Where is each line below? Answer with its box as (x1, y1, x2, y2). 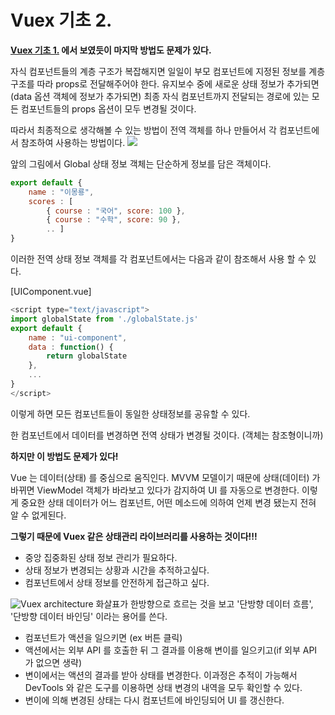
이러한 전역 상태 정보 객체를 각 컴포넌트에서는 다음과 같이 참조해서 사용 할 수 (10, 253, 307, 265)
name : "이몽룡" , (28, 187, 95, 197)
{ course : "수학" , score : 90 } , (46, 215, 182, 225)
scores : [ (28, 196, 74, 206)
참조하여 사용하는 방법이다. (20, 136, 126, 148)
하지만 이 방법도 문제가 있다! (10, 450, 119, 462)
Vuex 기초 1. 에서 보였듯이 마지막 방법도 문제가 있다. (10, 44, 212, 56)
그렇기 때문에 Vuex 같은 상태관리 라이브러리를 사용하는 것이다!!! (10, 530, 258, 542)
